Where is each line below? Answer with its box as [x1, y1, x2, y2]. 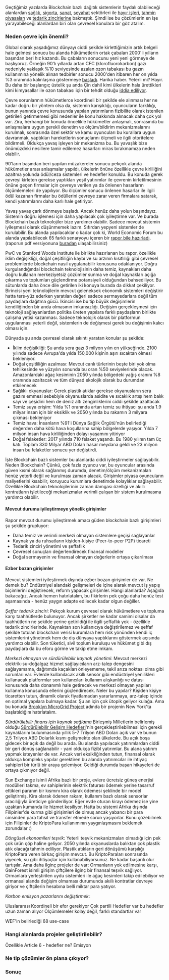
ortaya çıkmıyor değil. [5, 767, 50, 773]
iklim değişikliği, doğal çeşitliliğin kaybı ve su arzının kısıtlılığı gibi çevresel [5, 255, 158, 262]
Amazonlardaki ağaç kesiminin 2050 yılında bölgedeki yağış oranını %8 [12, 371, 160, 378]
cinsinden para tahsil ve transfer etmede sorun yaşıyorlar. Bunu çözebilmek [5, 814, 162, 820]
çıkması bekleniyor [12, 414, 52, 421]
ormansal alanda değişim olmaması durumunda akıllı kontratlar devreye [5, 878, 153, 884]
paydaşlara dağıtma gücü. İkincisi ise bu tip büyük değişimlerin [5, 298, 136, 305]
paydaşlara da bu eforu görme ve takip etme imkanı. [5, 645, 114, 651]
